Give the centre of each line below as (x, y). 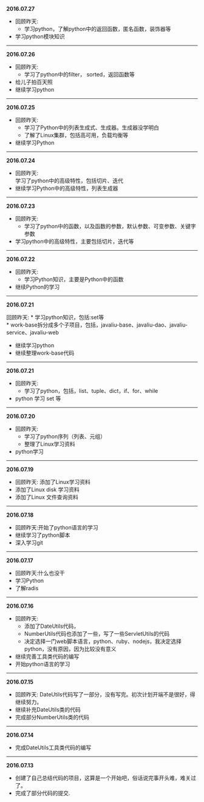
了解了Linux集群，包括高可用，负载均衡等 (76, 135)
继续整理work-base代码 (45, 353)
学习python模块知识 (40, 36)
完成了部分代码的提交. (42, 793)
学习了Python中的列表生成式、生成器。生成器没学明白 (92, 127)
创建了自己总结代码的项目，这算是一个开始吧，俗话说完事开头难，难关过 (105, 778)
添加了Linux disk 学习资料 (47, 489)
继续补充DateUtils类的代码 (48, 709)
